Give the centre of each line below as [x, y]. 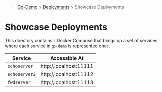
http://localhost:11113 [67, 82]
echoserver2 [22, 74]
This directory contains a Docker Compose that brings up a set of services [81, 40]
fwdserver [19, 82]
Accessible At [67, 58]
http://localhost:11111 [67, 66]
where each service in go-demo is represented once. [58, 46]
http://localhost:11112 [67, 74]
